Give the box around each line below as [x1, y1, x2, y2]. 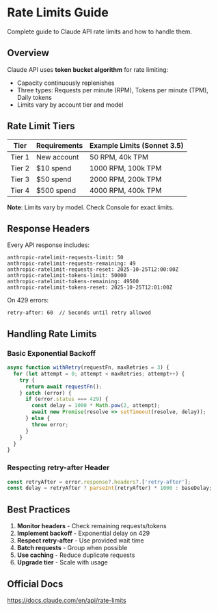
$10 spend [36, 163, 72, 172]
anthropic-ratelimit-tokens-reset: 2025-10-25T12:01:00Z [7, 284, 173, 291]
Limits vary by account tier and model [16, 101, 124, 109]
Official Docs [7, 578, 64, 590]
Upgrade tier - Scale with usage [16, 558, 108, 567]
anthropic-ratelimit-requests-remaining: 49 [7, 260, 136, 268]
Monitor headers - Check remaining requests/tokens [16, 522, 167, 530]
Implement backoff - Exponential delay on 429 [16, 529, 150, 538]
